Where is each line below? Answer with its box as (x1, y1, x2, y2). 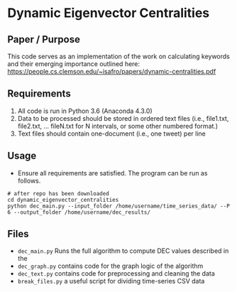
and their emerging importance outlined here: (7, 60, 140, 68)
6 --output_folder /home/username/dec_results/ (7, 208, 151, 216)
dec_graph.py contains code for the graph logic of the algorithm (17, 261, 204, 271)
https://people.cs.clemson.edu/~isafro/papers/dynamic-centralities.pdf (7, 67, 216, 75)
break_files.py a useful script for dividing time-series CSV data (17, 277, 205, 286)
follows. (17, 176, 41, 185)
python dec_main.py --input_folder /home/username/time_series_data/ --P (7, 202, 231, 210)
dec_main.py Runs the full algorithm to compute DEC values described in (17, 247, 229, 255)
